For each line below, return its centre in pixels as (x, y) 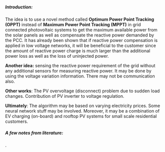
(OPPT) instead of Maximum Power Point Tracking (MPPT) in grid (73, 24)
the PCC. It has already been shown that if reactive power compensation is (81, 40)
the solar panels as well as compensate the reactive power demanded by (80, 35)
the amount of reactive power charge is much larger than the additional (78, 51)
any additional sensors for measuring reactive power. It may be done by (78, 71)
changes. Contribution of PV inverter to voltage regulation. (65, 96)
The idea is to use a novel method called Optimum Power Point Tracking (80, 19)
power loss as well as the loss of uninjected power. (57, 56)
